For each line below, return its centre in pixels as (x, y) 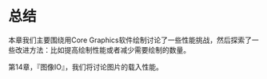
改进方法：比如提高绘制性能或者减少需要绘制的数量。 (102, 49)
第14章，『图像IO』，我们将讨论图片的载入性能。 (86, 67)
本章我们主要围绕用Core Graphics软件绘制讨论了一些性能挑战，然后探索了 (130, 40)
